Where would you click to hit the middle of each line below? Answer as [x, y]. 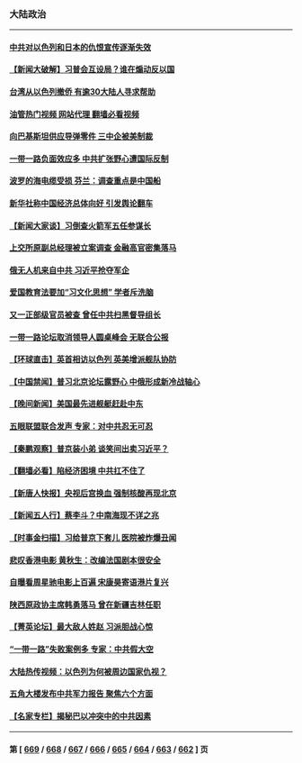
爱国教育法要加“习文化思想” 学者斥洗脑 [82, 292]
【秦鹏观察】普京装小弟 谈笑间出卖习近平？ [89, 449]
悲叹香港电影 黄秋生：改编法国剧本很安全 [85, 559]
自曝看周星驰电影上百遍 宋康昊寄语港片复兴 [89, 582]
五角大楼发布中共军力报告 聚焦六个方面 [81, 694]
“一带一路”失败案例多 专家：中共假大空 [82, 649]
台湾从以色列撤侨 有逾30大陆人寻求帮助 [82, 92]
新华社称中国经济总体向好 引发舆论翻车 [81, 204]
